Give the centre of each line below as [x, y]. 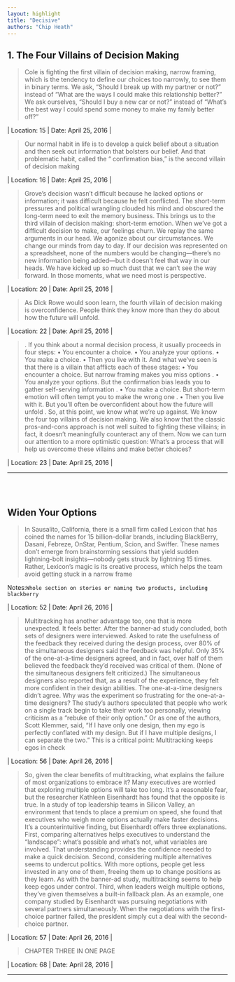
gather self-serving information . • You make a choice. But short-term [124, 389]
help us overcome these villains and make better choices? [108, 449]
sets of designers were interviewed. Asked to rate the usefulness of [122, 636]
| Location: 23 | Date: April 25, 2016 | [60, 463]
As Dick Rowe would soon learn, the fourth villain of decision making [123, 303]
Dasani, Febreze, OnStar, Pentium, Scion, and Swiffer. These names [122, 544]
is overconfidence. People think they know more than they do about [122, 310]
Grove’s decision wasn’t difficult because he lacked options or [114, 194]
